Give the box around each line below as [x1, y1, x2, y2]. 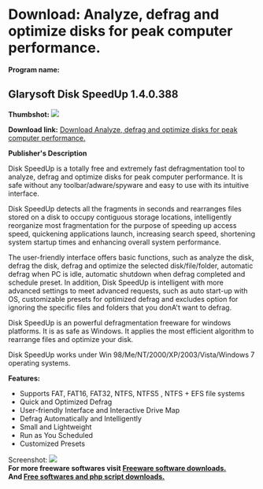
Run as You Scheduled [19, 430, 93, 439]
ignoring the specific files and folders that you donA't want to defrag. [8, 303, 232, 312]
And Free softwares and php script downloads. [8, 472, 165, 481]
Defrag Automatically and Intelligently [19, 414, 142, 423]
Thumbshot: [8, 109, 50, 119]
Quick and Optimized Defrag [19, 397, 113, 406]
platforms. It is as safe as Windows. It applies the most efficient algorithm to [8, 326, 254, 336]
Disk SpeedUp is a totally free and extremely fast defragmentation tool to [8, 164, 246, 173]
